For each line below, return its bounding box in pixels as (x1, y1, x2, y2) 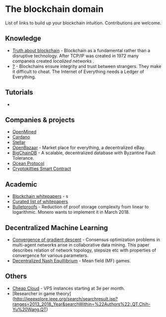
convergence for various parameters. (12, 253, 89, 258)
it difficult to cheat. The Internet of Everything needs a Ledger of (12, 68, 145, 74)
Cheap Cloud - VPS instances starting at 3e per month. (12, 285, 125, 291)
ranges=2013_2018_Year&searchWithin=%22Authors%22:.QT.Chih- (12, 301, 151, 307)
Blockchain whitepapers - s (12, 193, 68, 199)
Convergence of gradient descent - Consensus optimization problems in (12, 237, 160, 243)
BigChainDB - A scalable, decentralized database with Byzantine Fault (12, 150, 156, 156)
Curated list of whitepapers (12, 198, 68, 204)
